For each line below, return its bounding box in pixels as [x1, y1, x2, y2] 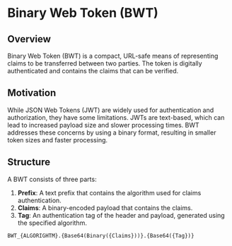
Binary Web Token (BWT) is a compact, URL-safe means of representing [7, 51, 219, 60]
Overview [7, 33, 52, 45]
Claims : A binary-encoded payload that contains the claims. [17, 203, 193, 212]
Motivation [7, 87, 57, 99]
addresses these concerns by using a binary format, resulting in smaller [7, 128, 216, 137]
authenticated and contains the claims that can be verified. [7, 67, 179, 75]
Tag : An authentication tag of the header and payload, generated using [17, 211, 225, 219]
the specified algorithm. [17, 219, 87, 227]
